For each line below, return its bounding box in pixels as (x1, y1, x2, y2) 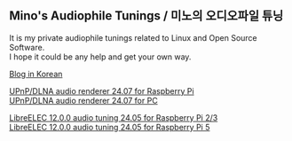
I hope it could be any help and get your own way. (9, 51, 192, 62)
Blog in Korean (9, 68, 63, 79)
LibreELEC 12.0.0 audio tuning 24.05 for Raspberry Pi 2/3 (9, 112, 218, 122)
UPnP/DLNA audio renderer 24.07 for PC (9, 95, 158, 106)
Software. (9, 42, 45, 52)
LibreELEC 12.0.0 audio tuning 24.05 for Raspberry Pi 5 (9, 121, 210, 132)
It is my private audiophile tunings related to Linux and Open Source (9, 32, 257, 43)
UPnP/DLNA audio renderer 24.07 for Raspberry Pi (9, 85, 194, 96)
